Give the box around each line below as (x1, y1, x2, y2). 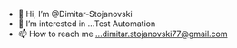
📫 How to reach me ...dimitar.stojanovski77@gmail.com (17, 28, 228, 39)
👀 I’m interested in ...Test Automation (17, 18, 156, 29)
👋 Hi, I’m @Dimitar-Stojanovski (17, 9, 133, 19)
